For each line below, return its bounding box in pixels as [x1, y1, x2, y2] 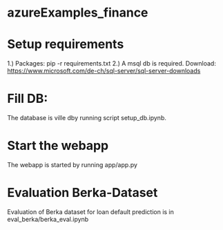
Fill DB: [7, 91, 48, 106]
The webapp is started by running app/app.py [7, 161, 138, 169]
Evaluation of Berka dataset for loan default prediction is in [7, 207, 175, 215]
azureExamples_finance [7, 5, 148, 21]
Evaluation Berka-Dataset [7, 185, 158, 201]
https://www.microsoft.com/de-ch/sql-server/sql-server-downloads [7, 67, 201, 75]
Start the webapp [7, 138, 109, 153]
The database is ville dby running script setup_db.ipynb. [7, 114, 167, 122]
